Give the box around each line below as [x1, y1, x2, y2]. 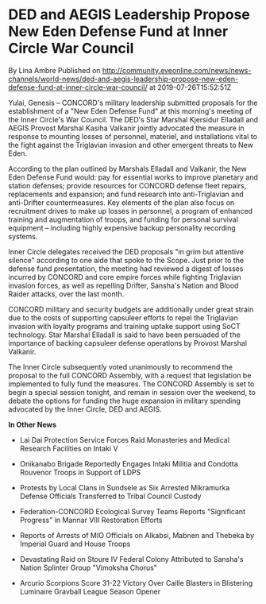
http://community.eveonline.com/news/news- [102, 65, 252, 75]
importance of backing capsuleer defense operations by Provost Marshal [8, 338, 248, 347]
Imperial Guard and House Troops [19, 539, 131, 548]
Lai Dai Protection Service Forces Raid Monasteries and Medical [19, 435, 230, 444]
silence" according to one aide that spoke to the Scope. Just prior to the [8, 255, 245, 265]
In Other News [8, 420, 57, 429]
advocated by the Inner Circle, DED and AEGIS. [8, 404, 163, 414]
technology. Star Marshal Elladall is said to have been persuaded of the [8, 330, 241, 339]
